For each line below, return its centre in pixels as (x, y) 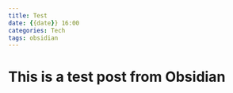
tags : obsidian (33, 38)
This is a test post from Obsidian (117, 77)
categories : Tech (37, 30)
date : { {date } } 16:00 (44, 23)
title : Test (28, 15)
